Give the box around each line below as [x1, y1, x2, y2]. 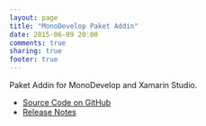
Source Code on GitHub [22, 97, 112, 108]
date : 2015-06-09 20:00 [9, 30, 99, 39]
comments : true [9, 38, 67, 48]
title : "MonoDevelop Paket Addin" [9, 22, 139, 31]
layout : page [9, 13, 58, 22]
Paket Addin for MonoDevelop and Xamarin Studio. [9, 80, 198, 90]
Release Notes [22, 107, 76, 117]
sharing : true [9, 47, 63, 56]
